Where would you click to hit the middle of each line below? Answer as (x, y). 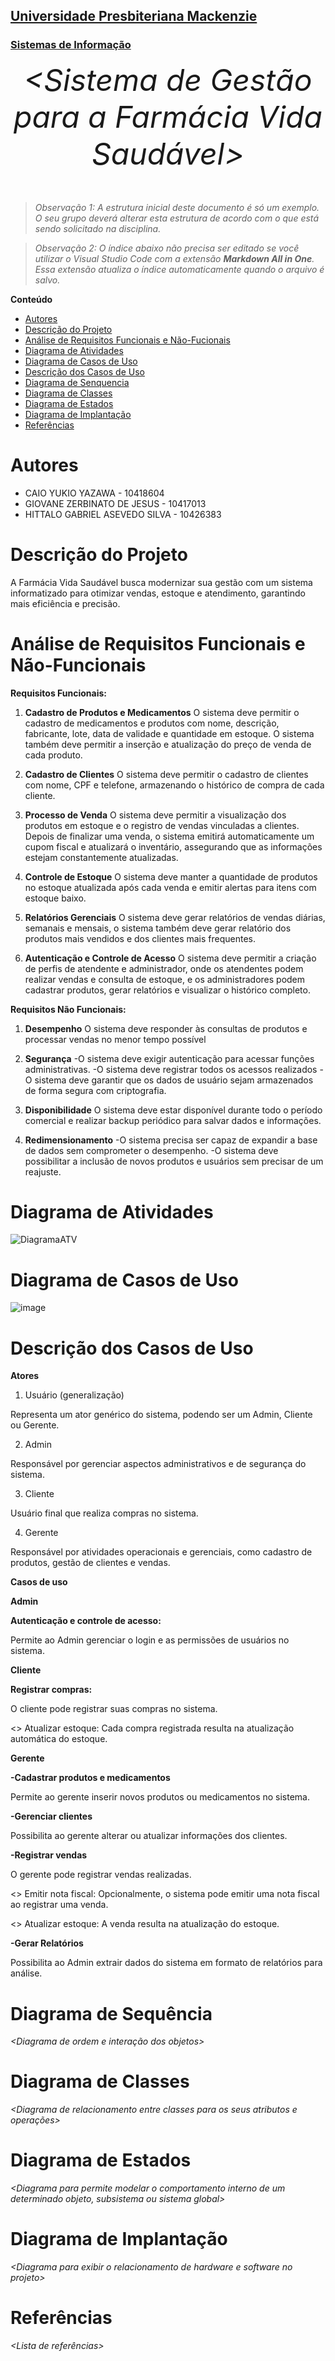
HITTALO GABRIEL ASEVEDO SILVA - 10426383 (123, 514)
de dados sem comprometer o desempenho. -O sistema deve (151, 1150)
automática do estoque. (59, 1739)
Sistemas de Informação (71, 45)
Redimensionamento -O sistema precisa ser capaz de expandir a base (171, 1140)
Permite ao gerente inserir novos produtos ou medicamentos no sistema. (160, 1797)
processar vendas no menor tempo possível (115, 1039)
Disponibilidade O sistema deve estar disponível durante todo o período (173, 1110)
